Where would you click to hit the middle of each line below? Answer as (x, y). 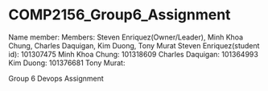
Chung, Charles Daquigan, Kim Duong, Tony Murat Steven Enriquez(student (134, 45)
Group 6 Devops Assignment (56, 78)
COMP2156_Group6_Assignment (120, 15)
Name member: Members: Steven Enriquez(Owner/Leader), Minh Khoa (126, 37)
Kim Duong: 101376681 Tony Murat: (67, 63)
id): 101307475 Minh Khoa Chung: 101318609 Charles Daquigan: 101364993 (134, 54)
